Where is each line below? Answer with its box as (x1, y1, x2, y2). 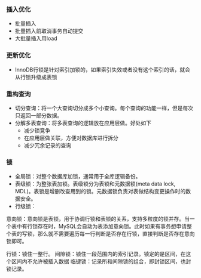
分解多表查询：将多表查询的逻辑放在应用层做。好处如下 (14, 119, 151, 126)
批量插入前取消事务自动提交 (14, 27, 84, 35)
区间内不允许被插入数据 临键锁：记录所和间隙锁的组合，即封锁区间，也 (11, 258, 186, 265)
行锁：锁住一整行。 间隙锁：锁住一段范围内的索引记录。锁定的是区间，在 (6, 251, 186, 258)
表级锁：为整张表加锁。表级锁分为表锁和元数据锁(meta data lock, (14, 180, 176, 187)
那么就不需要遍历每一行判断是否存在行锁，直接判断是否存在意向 (37, 230, 195, 237)
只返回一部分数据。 (14, 112, 63, 119)
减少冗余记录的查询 (23, 141, 72, 149)
